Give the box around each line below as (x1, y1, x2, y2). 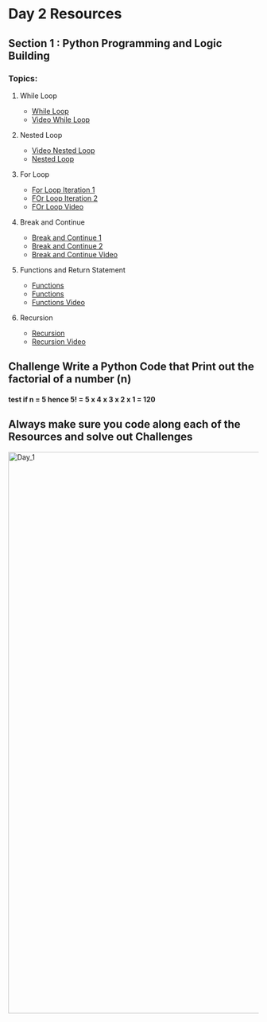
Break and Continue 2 (31, 241, 103, 251)
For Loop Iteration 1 (31, 185, 95, 194)
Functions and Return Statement (19, 264, 126, 275)
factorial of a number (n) (8, 372, 132, 386)
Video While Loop (31, 115, 90, 124)
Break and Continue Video (31, 249, 118, 259)
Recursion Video (31, 336, 86, 347)
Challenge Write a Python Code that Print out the (8, 360, 254, 374)
